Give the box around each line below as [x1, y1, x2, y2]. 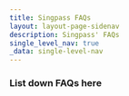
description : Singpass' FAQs [9, 30, 120, 39]
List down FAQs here [9, 77, 103, 90]
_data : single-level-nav [9, 47, 104, 56]
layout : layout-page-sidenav [9, 22, 120, 31]
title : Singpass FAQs [9, 13, 92, 23]
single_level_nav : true [9, 38, 100, 48]
